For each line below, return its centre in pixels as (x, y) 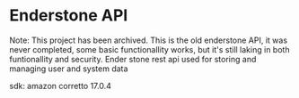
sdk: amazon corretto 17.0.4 (61, 86)
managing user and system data (69, 69)
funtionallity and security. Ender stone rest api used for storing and (133, 59)
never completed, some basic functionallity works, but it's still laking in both (149, 49)
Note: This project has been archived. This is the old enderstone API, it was (149, 40)
